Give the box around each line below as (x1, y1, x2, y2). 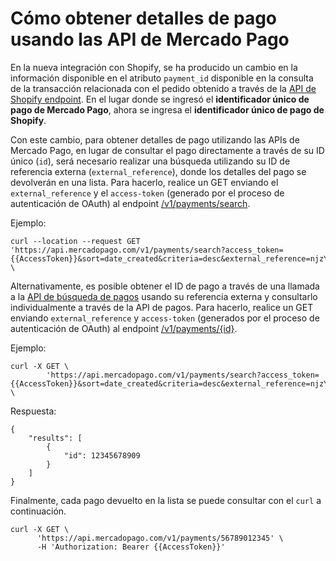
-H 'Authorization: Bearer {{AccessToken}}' (36, 542, 226, 552)
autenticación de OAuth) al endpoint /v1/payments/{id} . (10, 322, 238, 334)
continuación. (10, 505, 67, 517)
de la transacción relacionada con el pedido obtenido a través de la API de (10, 82, 317, 94)
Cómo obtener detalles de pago (10, 7, 278, 30)
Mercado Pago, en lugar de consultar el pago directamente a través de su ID (10, 144, 325, 156)
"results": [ (28, 433, 83, 443)
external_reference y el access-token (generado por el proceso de (10, 187, 285, 199)
